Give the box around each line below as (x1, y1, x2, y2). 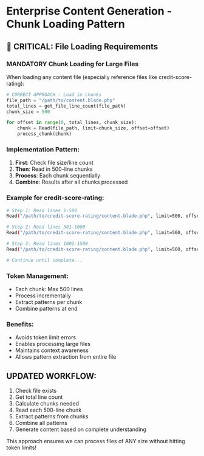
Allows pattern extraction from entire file (15, 353, 117, 361)
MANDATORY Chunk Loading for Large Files (6, 60, 139, 68)
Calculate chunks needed (15, 400, 80, 407)
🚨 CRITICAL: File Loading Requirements (6, 41, 158, 52)
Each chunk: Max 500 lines (15, 286, 83, 293)
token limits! (6, 444, 36, 451)
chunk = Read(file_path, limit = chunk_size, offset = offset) (17, 125, 170, 131)
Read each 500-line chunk (15, 406, 82, 414)
